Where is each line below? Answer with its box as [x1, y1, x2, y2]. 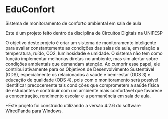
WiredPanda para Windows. [5, 108, 63, 114]
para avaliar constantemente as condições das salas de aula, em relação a [5, 45, 159, 51]
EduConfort [5, 4, 55, 15]
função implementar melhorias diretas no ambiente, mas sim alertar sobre [5, 55, 158, 61]
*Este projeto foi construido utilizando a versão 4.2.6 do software [5, 102, 141, 108]
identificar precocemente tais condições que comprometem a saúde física [5, 82, 159, 88]
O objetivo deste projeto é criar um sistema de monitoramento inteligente [5, 39, 157, 46]
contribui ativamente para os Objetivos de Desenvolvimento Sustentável [5, 66, 155, 72]
